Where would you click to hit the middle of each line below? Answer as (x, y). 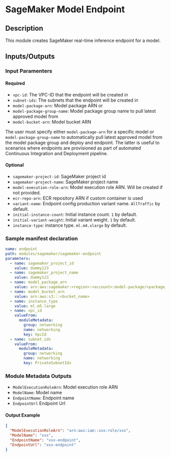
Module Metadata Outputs (38, 376)
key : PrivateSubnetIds (48, 363)
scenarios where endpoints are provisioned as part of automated (73, 148)
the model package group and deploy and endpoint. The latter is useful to (82, 142)
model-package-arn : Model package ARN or (58, 105)
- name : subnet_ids (31, 339)
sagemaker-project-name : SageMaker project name (65, 182)
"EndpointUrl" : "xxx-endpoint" (43, 445)
